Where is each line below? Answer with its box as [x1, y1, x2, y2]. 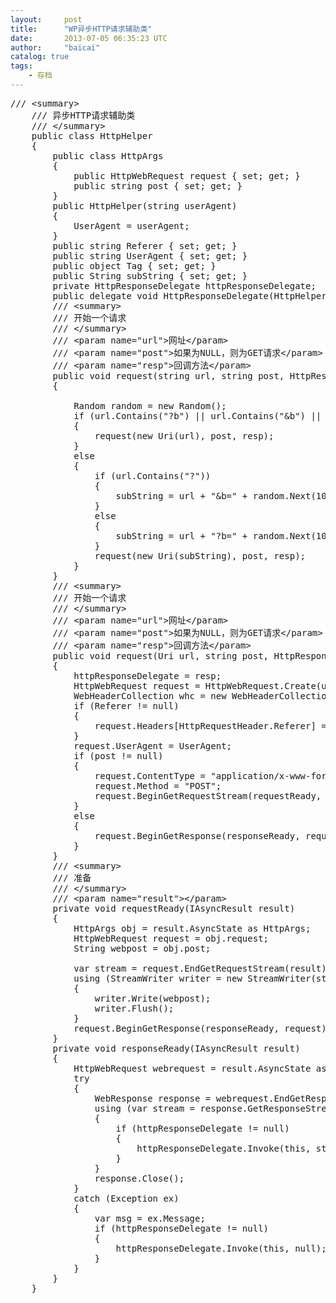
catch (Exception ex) [73, 1192, 180, 1204]
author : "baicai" [10, 42, 101, 53]
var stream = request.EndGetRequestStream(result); [73, 962, 333, 974]
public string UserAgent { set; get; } [52, 250, 248, 261]
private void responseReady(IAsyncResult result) [52, 1042, 301, 1054]
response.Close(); [94, 1172, 185, 1184]
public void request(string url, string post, [52, 370, 285, 381]
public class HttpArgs [52, 150, 164, 161]
